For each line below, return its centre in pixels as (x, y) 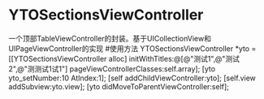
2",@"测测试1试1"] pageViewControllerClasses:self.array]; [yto (112, 69)
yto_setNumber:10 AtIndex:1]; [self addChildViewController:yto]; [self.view (132, 78)
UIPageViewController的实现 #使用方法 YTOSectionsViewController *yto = (132, 48)
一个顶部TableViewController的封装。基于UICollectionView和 (110, 38)
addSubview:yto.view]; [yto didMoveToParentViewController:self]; (119, 86)
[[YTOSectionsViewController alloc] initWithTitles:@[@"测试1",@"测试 (124, 58)
